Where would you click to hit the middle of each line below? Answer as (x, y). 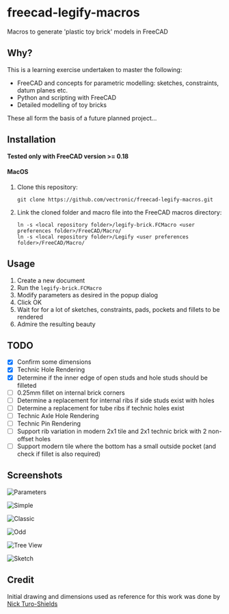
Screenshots (35, 475)
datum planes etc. (42, 90)
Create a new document (51, 280)
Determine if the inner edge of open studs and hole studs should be (112, 378)
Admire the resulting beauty (56, 324)
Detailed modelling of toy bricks (62, 105)
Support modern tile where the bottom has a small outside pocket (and (117, 446)
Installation (31, 139)
